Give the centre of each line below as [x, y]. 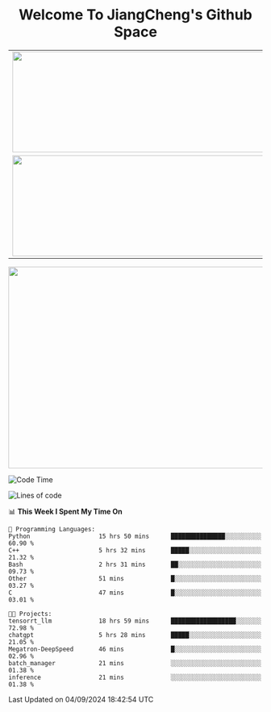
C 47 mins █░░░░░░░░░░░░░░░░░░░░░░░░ [135, 593]
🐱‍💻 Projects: [30, 614]
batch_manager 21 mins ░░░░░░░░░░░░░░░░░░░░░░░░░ [135, 663]
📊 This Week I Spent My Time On [65, 511]
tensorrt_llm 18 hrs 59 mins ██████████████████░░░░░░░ [135, 621]
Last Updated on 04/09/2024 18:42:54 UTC [81, 699]
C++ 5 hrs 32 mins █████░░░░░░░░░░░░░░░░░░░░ [135, 550]
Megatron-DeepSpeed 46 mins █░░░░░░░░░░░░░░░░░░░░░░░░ [135, 649]
